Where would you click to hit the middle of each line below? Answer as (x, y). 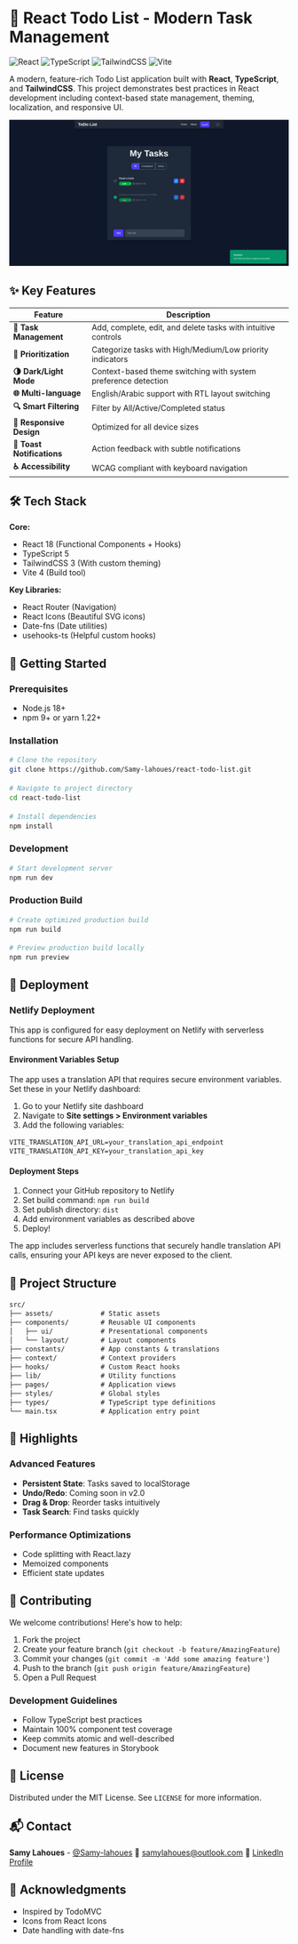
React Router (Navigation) (69, 607)
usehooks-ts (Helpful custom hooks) (89, 636)
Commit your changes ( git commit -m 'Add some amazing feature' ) (146, 1659)
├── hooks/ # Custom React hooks (94, 1367)
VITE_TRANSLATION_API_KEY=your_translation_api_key (106, 1151)
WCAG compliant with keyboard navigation (170, 468)
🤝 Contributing (51, 1601)
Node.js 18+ (44, 708)
